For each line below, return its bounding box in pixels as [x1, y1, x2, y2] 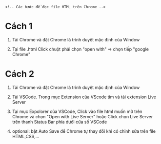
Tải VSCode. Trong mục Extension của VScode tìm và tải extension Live [12, 94, 156, 100]
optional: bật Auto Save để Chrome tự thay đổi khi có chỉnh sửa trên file [12, 128, 156, 134]
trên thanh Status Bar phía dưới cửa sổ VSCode [12, 119, 107, 125]
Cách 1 [5, 21, 33, 32]
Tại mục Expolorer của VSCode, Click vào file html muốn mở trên [12, 108, 142, 114]
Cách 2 [5, 69, 35, 80]
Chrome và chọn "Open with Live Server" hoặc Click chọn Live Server [12, 113, 153, 119]
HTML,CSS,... [12, 133, 40, 139]
